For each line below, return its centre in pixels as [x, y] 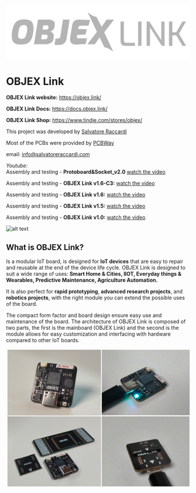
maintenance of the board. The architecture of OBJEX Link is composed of [96, 322]
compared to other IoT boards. [43, 340]
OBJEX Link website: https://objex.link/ [54, 97]
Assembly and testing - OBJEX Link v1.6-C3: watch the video [80, 183]
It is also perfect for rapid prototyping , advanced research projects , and [94, 292]
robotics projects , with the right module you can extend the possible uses [96, 298]
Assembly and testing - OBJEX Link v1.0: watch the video [76, 217]
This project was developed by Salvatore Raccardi [66, 131]
